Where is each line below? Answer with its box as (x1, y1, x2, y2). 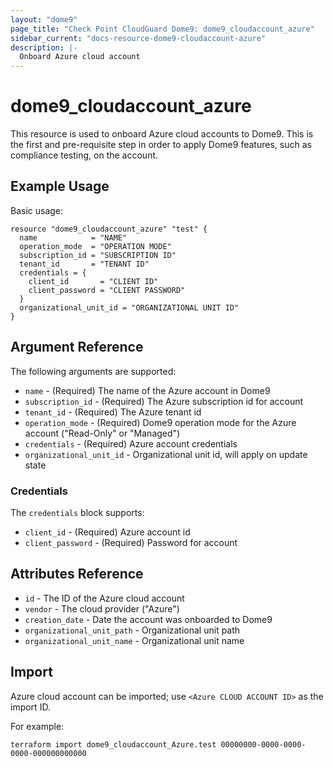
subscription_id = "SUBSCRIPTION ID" (19, 250, 177, 260)
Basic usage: (10, 204, 64, 216)
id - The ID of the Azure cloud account (24, 592, 185, 604)
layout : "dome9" (10, 14, 78, 25)
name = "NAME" (19, 232, 128, 243)
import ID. (10, 701, 51, 713)
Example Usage (10, 178, 110, 195)
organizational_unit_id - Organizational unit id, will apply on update (24, 448, 308, 460)
